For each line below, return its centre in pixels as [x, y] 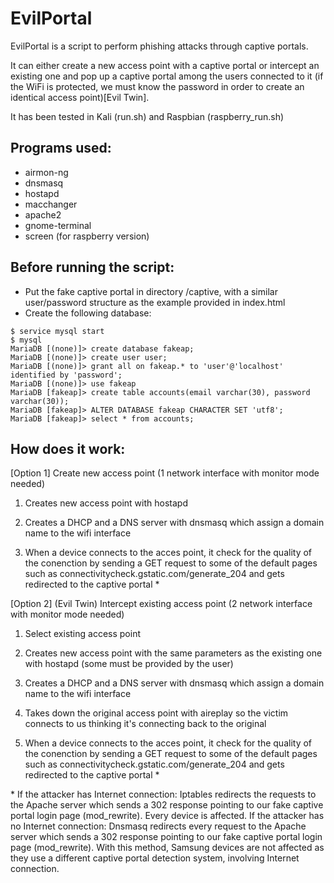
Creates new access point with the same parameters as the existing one [173, 653]
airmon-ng [46, 172]
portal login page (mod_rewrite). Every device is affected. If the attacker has [167, 816]
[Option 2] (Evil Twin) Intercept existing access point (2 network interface [161, 604]
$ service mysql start [57, 331]
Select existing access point [82, 634]
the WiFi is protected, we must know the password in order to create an [157, 86]
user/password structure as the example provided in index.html [155, 302]
